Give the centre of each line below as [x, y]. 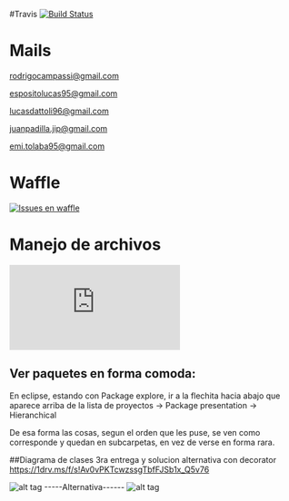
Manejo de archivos [85, 245]
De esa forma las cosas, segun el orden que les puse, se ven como [135, 432]
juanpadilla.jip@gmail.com [59, 128]
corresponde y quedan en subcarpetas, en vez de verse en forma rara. [142, 442]
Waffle [35, 183]
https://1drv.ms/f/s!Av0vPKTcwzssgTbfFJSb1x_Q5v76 [110, 469]
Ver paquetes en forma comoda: [103, 373]
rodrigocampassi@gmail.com [65, 75]
